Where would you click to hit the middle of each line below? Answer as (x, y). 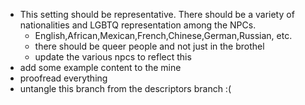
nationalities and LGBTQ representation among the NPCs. (138, 25)
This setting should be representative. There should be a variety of (157, 14)
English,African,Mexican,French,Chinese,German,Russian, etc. (163, 35)
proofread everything (63, 78)
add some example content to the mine (100, 67)
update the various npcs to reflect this (113, 57)
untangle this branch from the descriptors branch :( (125, 88)
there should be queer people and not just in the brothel (149, 46)
